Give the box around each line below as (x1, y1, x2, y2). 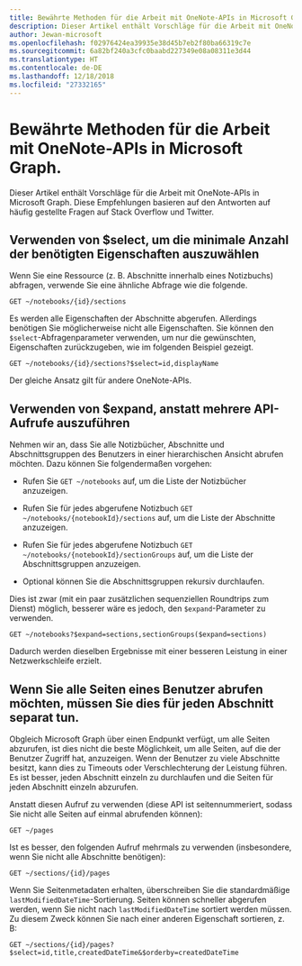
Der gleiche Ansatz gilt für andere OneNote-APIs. (9, 375, 192, 386)
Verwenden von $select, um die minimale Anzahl (9, 232, 289, 248)
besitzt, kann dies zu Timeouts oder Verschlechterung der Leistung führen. (9, 762, 288, 773)
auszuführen (57, 415, 130, 431)
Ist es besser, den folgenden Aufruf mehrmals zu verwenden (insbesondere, (9, 842, 292, 852)
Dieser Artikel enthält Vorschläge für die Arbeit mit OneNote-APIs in (9, 187, 260, 198)
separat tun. (9, 709, 79, 725)
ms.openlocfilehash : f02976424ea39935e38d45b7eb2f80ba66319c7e (9, 38, 252, 48)
